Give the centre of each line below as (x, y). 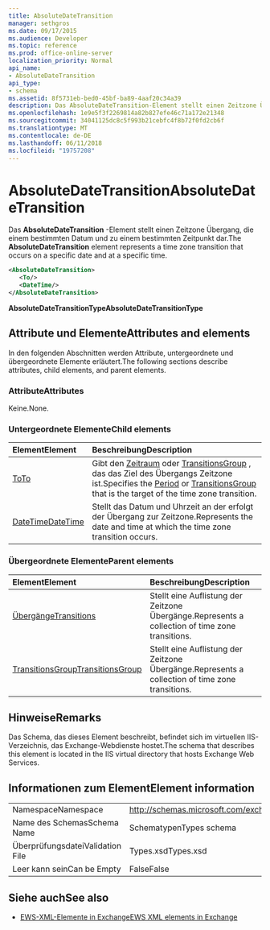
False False (149, 869)
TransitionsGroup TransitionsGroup (77, 669)
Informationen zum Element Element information (131, 788)
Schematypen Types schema (183, 828)
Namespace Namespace (58, 810)
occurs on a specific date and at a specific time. (88, 255)
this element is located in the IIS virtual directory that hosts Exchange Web (131, 754)
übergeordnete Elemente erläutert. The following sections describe (118, 361)
